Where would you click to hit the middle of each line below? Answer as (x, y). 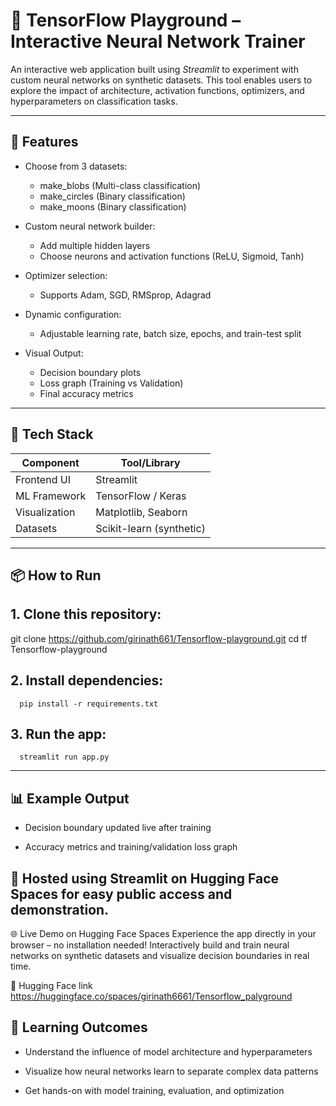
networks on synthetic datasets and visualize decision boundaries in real (160, 956)
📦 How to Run (56, 575)
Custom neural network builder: (90, 226)
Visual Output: (54, 353)
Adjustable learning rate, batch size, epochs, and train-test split (170, 333)
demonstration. (60, 909)
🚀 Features (44, 142)
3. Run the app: (58, 734)
